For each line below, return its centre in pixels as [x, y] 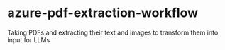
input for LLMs [29, 39]
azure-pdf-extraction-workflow [103, 13]
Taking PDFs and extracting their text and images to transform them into [113, 32]
